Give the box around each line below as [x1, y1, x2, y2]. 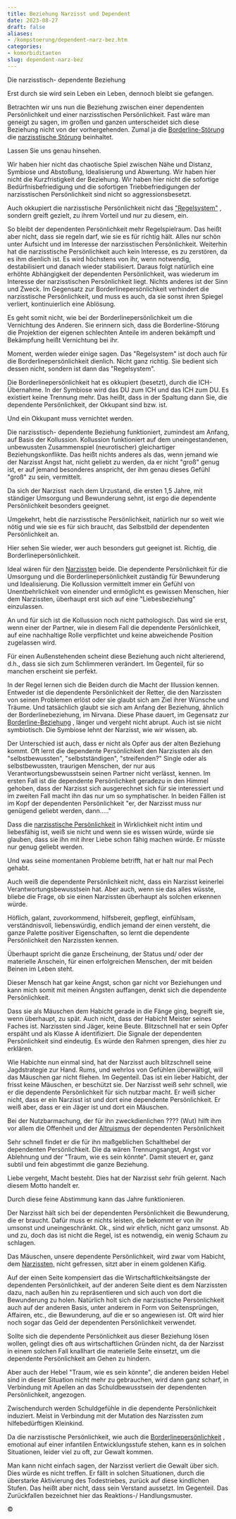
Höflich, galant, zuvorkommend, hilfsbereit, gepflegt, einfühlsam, [7, 913, 196, 922]
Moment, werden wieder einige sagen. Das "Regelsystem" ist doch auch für [7, 349, 228, 358]
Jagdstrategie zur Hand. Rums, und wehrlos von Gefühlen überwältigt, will [7, 1065, 223, 1074]
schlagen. [7, 1238, 36, 1247]
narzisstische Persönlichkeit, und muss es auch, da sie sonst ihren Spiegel [7, 292, 223, 300]
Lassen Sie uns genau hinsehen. [7, 146, 101, 155]
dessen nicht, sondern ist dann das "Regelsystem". [7, 364, 156, 373]
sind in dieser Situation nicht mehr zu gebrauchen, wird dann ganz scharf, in [7, 1375, 229, 1384]
